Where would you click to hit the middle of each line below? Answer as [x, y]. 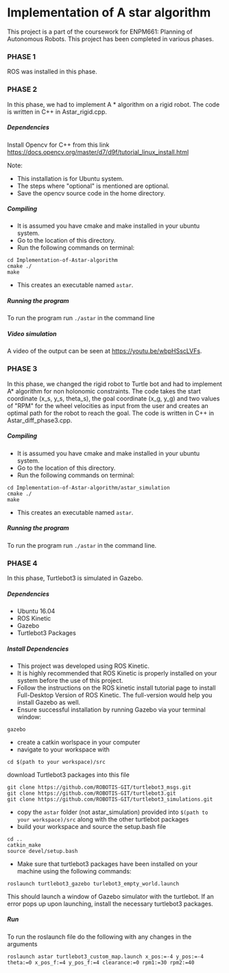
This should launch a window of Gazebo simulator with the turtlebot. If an [110, 896]
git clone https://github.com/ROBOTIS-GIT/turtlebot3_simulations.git [110, 799]
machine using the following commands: [74, 871]
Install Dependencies [38, 649]
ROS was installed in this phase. [52, 72]
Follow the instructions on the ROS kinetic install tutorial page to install [116, 688]
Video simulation [32, 334]
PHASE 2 [22, 89]
